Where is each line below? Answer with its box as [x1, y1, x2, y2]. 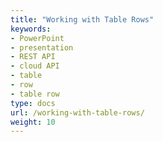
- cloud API [10, 61, 60, 71]
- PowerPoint [10, 33, 65, 43]
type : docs [10, 98, 56, 108]
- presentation [10, 42, 74, 53]
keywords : [10, 24, 52, 34]
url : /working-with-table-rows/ [10, 107, 145, 118]
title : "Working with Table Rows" [10, 14, 155, 25]
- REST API [10, 52, 56, 62]
